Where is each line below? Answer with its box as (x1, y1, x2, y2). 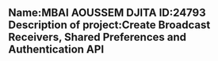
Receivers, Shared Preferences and (8, 30, 187, 44)
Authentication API (8, 43, 105, 56)
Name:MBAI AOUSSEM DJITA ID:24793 (8, 6, 206, 20)
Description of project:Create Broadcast (8, 19, 211, 32)
